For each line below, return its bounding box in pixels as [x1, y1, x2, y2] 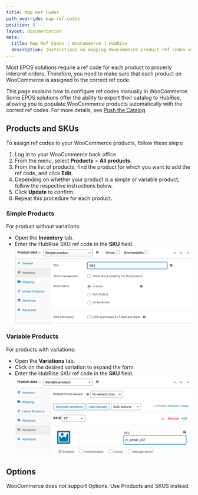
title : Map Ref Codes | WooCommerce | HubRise [11, 41, 128, 47]
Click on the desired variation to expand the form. [14, 363, 136, 371]
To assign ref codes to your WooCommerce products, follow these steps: [6, 139, 184, 146]
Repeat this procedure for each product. [14, 195, 113, 202]
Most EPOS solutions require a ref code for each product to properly [6, 64, 172, 71]
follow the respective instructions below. [14, 182, 113, 189]
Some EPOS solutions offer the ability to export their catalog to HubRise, [6, 94, 181, 101]
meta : [6, 34, 19, 41]
